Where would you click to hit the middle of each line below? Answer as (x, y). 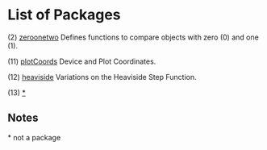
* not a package (34, 137)
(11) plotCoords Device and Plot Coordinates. (82, 61)
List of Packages (64, 15)
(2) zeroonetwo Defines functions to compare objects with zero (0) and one (133, 37)
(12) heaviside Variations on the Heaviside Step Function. (102, 77)
